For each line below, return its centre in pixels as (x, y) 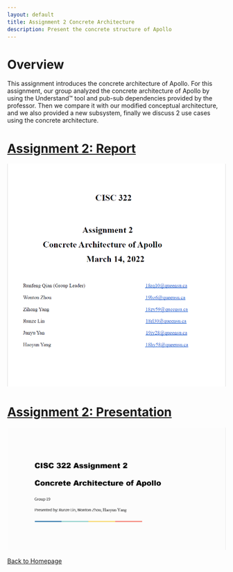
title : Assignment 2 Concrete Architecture (71, 22)
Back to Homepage (35, 561)
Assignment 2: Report (72, 148)
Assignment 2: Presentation (89, 412)
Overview (36, 64)
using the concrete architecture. (53, 121)
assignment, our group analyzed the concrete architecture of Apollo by (109, 91)
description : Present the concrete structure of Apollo (89, 29)
